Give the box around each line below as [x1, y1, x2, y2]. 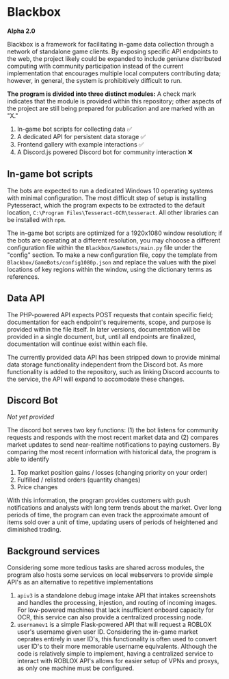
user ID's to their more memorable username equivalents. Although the [16, 642, 217, 651]
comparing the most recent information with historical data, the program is [7, 448, 217, 456]
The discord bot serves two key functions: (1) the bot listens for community [7, 426, 219, 434]
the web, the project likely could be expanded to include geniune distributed [7, 54, 221, 62]
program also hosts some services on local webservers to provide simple [7, 571, 213, 579]
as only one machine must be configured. [16, 664, 135, 672]
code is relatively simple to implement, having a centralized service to [16, 650, 214, 658]
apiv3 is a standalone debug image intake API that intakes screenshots [16, 591, 217, 600]
